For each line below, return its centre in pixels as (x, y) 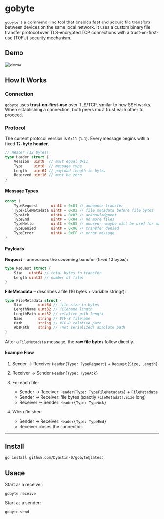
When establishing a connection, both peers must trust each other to (74, 110)
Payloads (15, 249)
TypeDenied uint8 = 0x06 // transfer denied (66, 228)
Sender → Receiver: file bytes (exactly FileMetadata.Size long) (83, 397)
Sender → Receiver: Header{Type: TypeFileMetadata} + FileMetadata (88, 392)
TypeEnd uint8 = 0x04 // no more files (64, 219)
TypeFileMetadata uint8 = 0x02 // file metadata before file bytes (84, 210)
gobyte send (17, 512)
